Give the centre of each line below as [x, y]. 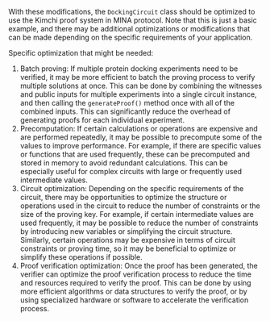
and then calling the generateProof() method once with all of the [127, 103]
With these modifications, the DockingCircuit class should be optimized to [132, 12]
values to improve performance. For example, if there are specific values [141, 146]
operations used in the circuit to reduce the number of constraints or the [140, 206]
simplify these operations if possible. [81, 257]
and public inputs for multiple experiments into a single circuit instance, [138, 94]
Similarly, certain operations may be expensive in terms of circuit [128, 240]
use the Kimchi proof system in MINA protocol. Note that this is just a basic [133, 20]
